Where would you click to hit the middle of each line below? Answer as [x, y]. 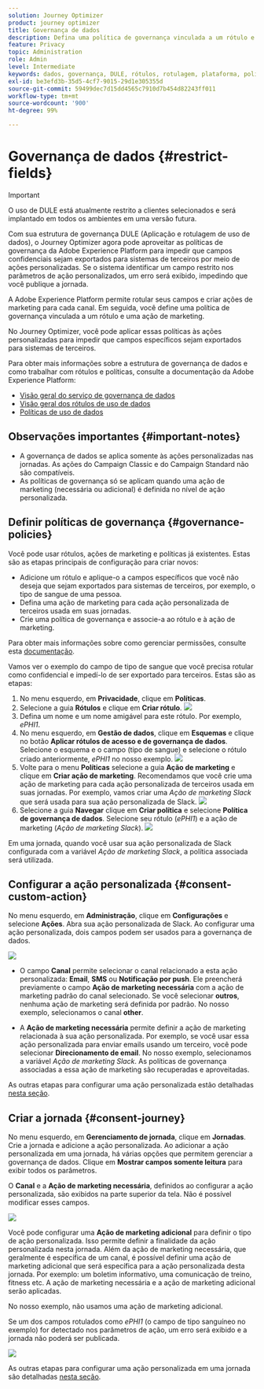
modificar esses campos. [49, 1202]
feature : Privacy [37, 45]
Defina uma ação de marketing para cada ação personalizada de [124, 602]
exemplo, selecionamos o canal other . [81, 1013]
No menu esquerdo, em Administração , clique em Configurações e [118, 916]
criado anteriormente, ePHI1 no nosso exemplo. [96, 759]
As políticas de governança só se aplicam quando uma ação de [122, 480]
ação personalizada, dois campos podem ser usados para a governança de [130, 932]
